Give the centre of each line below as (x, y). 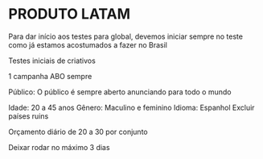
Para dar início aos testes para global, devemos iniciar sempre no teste (126, 36)
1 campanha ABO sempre (50, 76)
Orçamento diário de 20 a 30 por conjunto (78, 132)
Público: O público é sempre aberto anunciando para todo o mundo (120, 92)
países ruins (29, 116)
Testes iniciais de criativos (52, 61)
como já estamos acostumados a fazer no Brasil (88, 44)
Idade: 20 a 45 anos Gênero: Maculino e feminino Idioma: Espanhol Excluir (131, 107)
